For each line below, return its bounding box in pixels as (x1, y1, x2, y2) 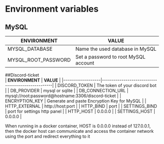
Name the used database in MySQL (75, 45, 157, 52)
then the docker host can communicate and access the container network (5, 128, 154, 134)
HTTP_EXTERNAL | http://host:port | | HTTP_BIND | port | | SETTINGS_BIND (5, 103, 157, 109)
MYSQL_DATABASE (7, 45, 53, 52)
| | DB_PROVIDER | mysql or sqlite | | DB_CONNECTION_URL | (5, 88, 128, 93)
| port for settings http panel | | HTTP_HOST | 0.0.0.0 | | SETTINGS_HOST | (5, 108, 155, 114)
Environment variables (5, 3, 99, 15)
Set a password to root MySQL (75, 54, 145, 60)
